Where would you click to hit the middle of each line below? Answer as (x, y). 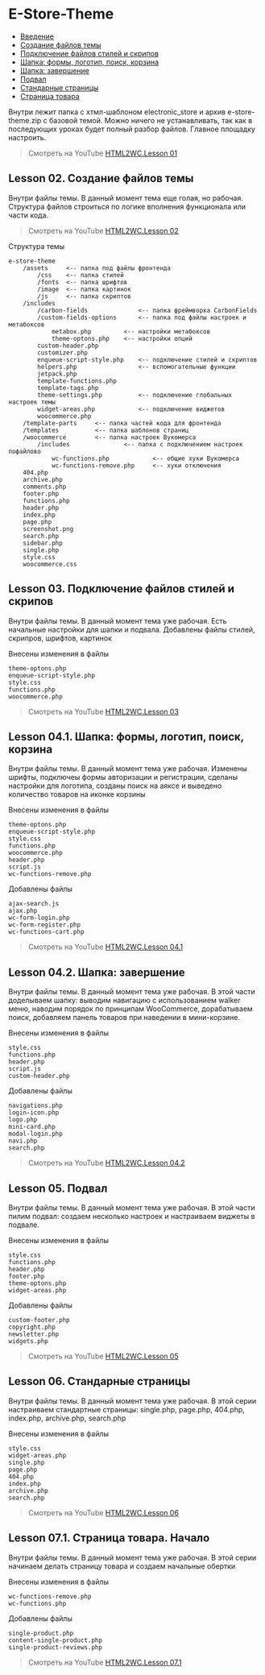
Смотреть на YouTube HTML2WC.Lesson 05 (103, 1356)
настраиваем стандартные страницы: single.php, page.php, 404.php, (127, 1409)
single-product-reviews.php (56, 1647)
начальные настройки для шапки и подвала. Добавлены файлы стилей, (132, 629)
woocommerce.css (50, 564)
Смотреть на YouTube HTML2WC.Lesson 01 (103, 153)
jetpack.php (58, 374)
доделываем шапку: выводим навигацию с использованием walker (124, 1001)
